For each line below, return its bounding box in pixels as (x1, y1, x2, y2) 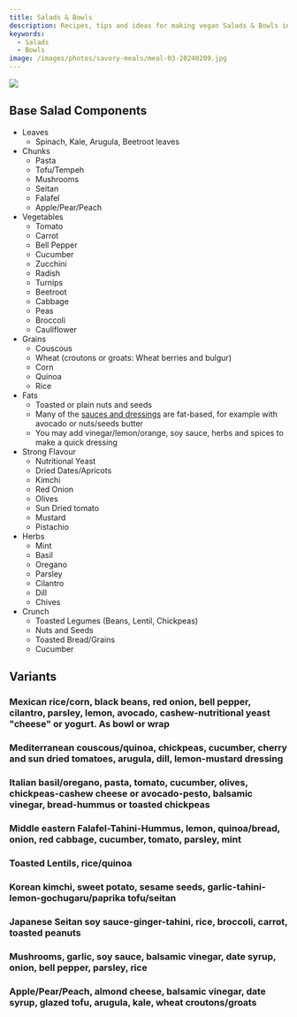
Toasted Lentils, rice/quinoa (9, 857, 133, 869)
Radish (34, 267, 61, 279)
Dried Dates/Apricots (34, 465, 112, 476)
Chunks (21, 145, 50, 156)
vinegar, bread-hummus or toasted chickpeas (9, 798, 210, 810)
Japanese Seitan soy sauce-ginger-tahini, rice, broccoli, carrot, (9, 915, 288, 928)
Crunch (21, 606, 50, 616)
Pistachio (34, 521, 69, 531)
